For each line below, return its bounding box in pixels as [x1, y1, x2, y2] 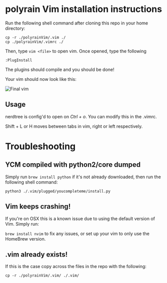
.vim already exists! [5, 250, 68, 259]
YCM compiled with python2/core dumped [5, 161, 141, 169]
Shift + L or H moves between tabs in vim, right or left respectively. [5, 123, 143, 129]
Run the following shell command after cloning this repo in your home [5, 20, 148, 26]
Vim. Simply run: [5, 221, 39, 227]
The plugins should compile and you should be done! [5, 66, 114, 72]
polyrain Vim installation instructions [5, 3, 162, 15]
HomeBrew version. [5, 236, 46, 242]
